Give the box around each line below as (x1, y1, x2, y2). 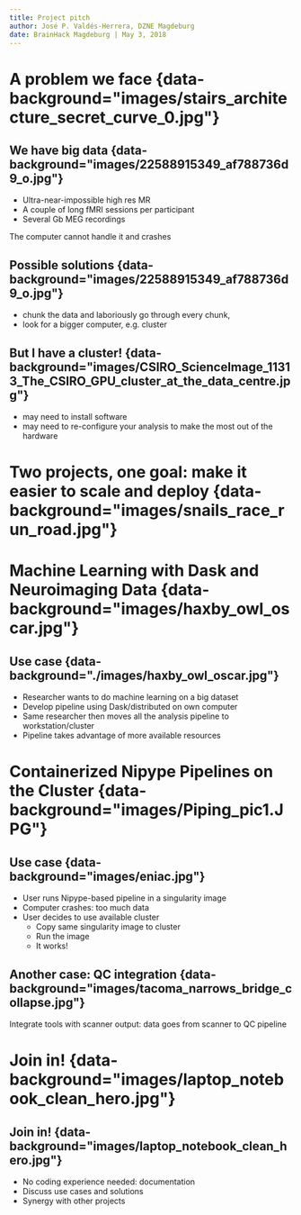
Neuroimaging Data (9, 580, 157, 600)
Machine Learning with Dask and (9, 560, 260, 581)
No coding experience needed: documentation (22, 1176, 196, 1187)
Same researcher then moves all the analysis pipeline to (22, 711, 229, 721)
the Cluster (9, 781, 94, 802)
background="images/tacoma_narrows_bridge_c (9, 981, 292, 996)
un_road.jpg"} (9, 520, 119, 540)
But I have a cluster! (9, 345, 123, 360)
